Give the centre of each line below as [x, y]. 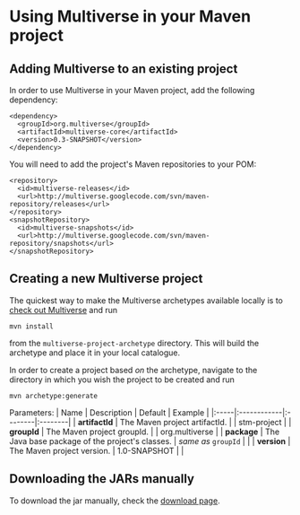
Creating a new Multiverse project [106, 279]
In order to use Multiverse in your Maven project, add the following [132, 90]
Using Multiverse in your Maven [130, 17]
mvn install [31, 326]
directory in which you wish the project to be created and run [122, 380]
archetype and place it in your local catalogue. [95, 353]
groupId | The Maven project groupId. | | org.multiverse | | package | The [145, 432]
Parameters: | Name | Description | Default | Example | [109, 412]
